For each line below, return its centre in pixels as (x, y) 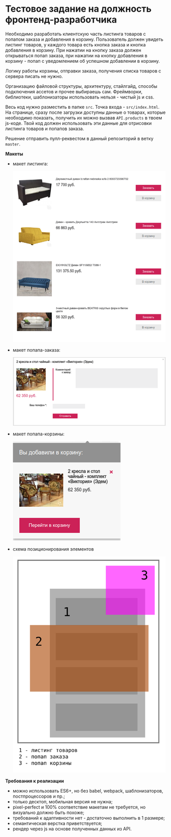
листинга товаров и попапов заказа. (45, 129)
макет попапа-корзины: (38, 434)
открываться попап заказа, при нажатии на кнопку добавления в (76, 55)
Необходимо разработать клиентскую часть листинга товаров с (76, 34)
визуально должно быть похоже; (48, 813)
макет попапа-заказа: (36, 350)
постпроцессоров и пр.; (39, 796)
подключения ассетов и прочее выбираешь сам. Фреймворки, (74, 91)
